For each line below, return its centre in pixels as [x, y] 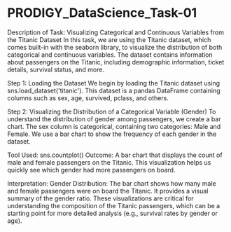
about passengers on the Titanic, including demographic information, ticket [116, 62]
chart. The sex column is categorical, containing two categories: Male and [114, 126]
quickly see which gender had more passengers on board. [91, 170]
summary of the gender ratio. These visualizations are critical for [100, 198]
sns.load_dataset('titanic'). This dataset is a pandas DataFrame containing [114, 90]
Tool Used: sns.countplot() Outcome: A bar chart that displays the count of [115, 155]
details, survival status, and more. [56, 69]
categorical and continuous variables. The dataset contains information [110, 55]
